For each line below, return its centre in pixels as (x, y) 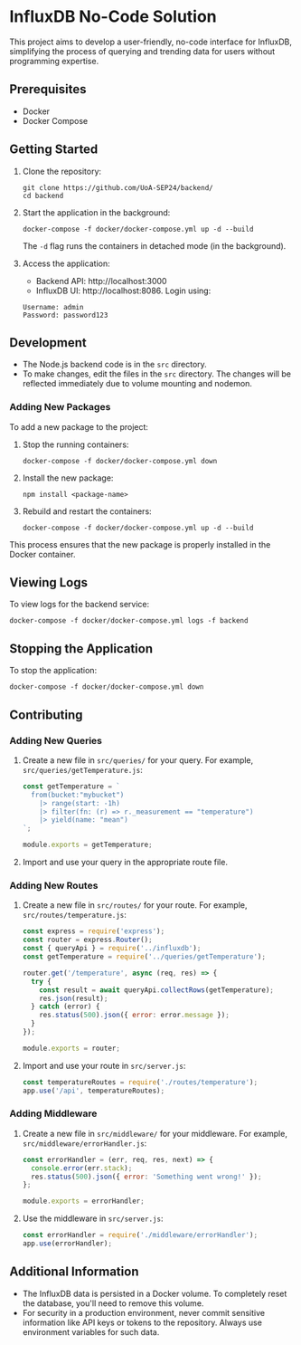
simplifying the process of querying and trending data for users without (142, 51)
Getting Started (54, 150)
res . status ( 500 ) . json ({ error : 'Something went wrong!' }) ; (146, 1177)
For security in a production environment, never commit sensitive (143, 1312)
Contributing (46, 715)
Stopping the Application (81, 649)
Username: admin (53, 307)
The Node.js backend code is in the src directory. (115, 365)
